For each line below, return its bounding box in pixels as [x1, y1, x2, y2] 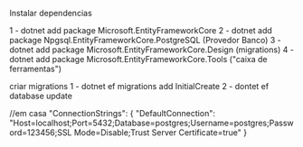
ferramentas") [9, 63, 62, 74]
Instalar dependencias [9, 8, 92, 18]
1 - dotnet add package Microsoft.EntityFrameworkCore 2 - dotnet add [9, 25, 273, 35]
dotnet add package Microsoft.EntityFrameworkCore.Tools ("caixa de [9, 54, 269, 64]
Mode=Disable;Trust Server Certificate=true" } [73, 127, 247, 138]
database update [9, 90, 72, 101]
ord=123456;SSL [9, 127, 72, 138]
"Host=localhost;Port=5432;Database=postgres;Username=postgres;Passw [9, 117, 294, 128]
